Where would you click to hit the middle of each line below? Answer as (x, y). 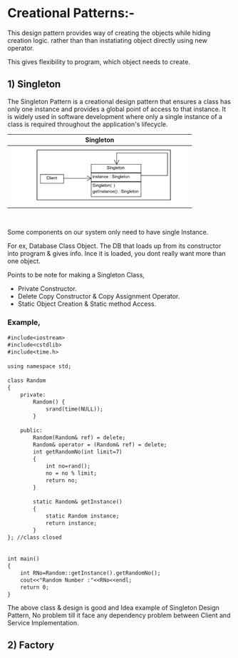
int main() (24, 559)
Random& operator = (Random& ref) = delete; (100, 445)
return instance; (71, 523)
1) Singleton (34, 84)
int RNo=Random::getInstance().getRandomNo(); (90, 573)
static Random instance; (82, 516)
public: (31, 431)
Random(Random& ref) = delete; (79, 438)
